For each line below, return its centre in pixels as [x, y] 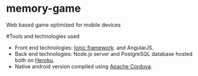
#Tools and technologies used [43, 36]
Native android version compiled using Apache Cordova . [83, 66]
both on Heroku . [35, 60]
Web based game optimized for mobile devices [64, 25]
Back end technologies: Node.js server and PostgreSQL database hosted [103, 54]
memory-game [43, 9]
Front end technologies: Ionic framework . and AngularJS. [84, 47]
